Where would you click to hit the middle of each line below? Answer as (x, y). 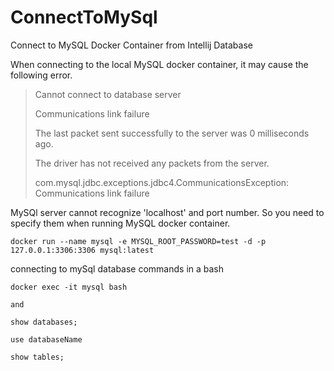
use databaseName (46, 339)
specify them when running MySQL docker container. (120, 223)
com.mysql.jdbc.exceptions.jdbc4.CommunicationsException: (162, 182)
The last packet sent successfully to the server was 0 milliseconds (172, 133)
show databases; (44, 322)
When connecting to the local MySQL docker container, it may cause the (159, 64)
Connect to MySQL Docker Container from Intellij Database (131, 45)
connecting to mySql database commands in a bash (117, 268)
